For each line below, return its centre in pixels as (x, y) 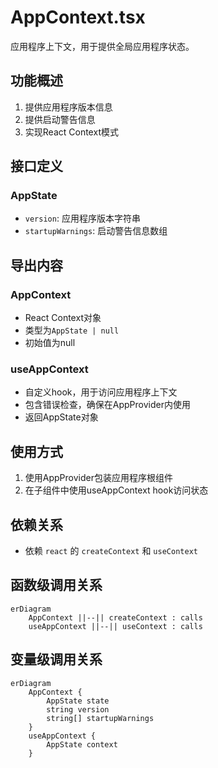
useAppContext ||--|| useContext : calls (115, 626)
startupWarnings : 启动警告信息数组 (96, 231)
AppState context (82, 744)
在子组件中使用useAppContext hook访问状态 (116, 490)
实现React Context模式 (71, 132)
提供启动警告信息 (60, 119)
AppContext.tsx (78, 17)
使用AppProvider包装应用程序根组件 (98, 478)
